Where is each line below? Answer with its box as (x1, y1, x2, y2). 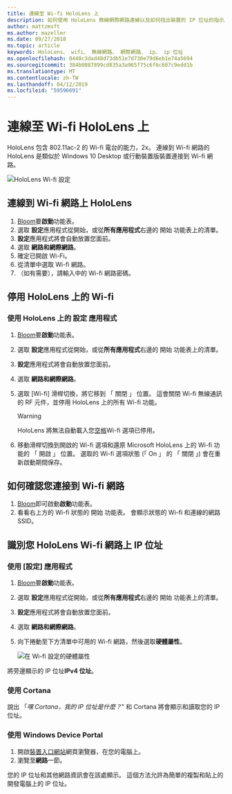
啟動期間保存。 (23, 457, 66, 466)
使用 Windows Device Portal (7, 730, 104, 740)
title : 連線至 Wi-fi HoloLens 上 (7, 10, 99, 17)
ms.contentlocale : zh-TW (7, 74, 79, 82)
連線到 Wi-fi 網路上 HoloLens (7, 198, 133, 209)
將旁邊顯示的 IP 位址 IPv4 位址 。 (7, 667, 98, 675)
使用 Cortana (7, 686, 51, 695)
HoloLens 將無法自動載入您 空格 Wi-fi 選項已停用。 (17, 426, 159, 434)
